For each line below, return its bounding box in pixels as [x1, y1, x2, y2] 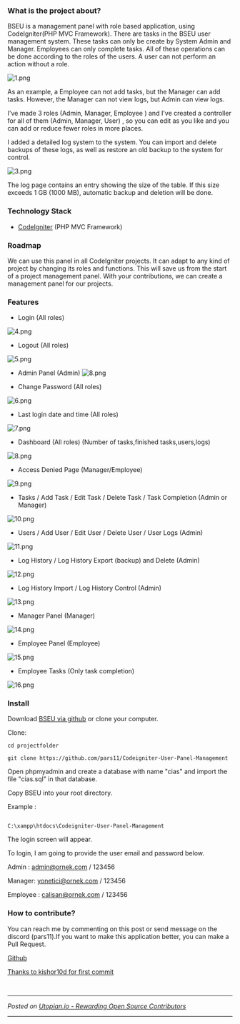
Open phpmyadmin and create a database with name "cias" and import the [7, 767, 228, 776]
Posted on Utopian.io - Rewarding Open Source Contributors [7, 1002, 186, 1010]
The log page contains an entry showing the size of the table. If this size [7, 181, 220, 189]
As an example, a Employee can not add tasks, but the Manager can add [7, 88, 221, 96]
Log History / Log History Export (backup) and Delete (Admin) [17, 556, 200, 565]
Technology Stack [7, 206, 72, 216]
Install [7, 698, 30, 708]
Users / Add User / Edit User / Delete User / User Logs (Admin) [17, 528, 204, 537]
